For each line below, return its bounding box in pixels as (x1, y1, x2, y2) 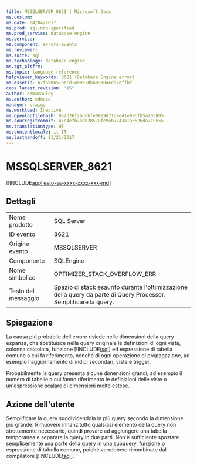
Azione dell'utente (6, 399, 75, 409)
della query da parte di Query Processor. (53, 290, 166, 298)
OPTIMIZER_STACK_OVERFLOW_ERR (53, 270, 157, 278)
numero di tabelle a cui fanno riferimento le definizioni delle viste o (6, 376, 167, 383)
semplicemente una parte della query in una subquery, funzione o (6, 440, 165, 447)
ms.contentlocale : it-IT (6, 129, 67, 135)
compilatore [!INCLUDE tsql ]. (6, 453, 74, 460)
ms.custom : (6, 14, 33, 20)
